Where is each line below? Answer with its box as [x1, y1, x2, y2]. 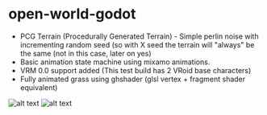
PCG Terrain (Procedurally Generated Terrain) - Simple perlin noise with [19, 31, 260, 41]
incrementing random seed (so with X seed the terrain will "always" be [19, 39, 255, 49]
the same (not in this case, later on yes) [19, 48, 152, 58]
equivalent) [19, 82, 58, 92]
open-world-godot [8, 5, 136, 23]
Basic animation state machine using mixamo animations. [19, 57, 211, 67]
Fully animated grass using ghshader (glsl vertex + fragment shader [19, 74, 246, 84]
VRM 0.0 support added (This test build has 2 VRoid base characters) [19, 65, 252, 75]
